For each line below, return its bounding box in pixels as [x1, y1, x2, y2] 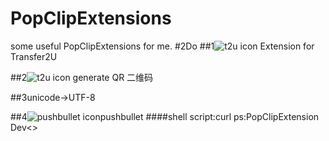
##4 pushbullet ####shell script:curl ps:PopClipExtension [10, 110, 320, 122]
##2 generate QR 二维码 [10, 71, 154, 83]
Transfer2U [10, 50, 58, 62]
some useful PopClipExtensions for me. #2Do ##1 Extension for [10, 40, 315, 52]
